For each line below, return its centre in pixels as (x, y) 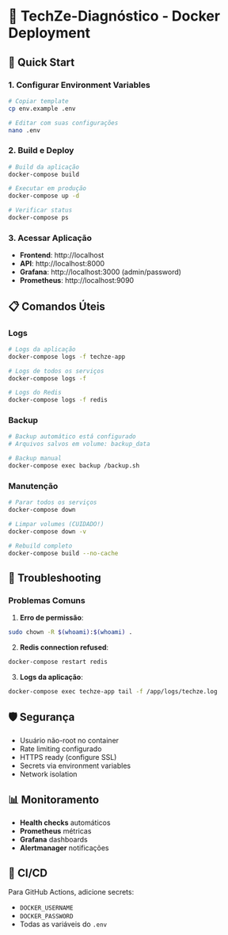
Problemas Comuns (47, 600)
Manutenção (33, 486)
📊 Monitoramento (54, 800)
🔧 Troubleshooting (55, 578)
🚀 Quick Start (42, 62)
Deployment (49, 33)
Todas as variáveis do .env (63, 924)
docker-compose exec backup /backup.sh (74, 466)
